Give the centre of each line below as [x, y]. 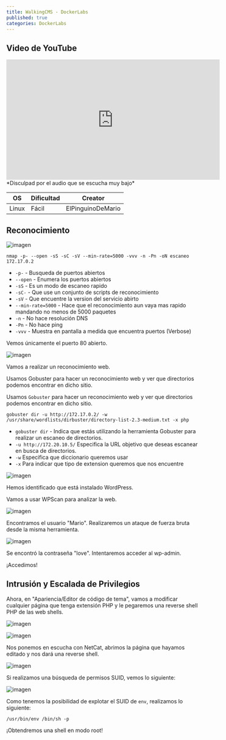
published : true [27, 18]
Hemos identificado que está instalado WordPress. [70, 487]
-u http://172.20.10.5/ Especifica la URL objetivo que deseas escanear [106, 444]
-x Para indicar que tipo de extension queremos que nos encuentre [99, 464]
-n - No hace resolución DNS [51, 318]
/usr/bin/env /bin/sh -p [38, 719]
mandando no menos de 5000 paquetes [65, 312]
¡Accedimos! [22, 565]
